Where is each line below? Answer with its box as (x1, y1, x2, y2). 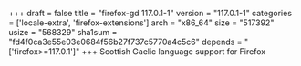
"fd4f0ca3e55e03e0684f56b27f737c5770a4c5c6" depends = (8, 36, 243, 47)
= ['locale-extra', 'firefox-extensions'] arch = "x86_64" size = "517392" (8, 17, 275, 28)
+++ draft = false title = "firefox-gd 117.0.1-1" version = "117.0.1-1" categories (8, 8, 293, 18)
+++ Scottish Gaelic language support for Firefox (81, 46, 266, 57)
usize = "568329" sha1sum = (8, 27, 118, 37)
